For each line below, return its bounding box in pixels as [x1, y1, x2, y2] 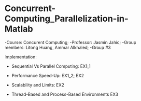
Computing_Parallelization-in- [4, 13, 129, 24]
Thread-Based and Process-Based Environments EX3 [11, 91, 119, 97]
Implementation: [4, 54, 37, 59]
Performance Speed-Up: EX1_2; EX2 [11, 72, 84, 78]
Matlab [4, 24, 33, 34]
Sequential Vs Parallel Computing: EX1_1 [11, 63, 91, 69]
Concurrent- [4, 3, 56, 14]
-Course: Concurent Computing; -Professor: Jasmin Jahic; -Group [4, 39, 137, 45]
